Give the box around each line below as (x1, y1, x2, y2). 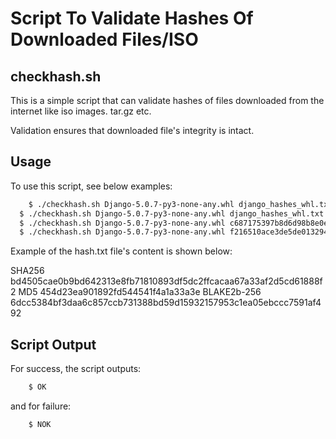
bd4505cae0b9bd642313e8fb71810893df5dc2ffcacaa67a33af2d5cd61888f (10, 275, 323, 287)
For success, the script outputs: (10, 363, 142, 375)
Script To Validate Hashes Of (10, 7, 254, 30)
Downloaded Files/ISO (10, 28, 199, 51)
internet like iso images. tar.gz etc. (10, 105, 152, 117)
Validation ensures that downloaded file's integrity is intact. (10, 125, 255, 136)
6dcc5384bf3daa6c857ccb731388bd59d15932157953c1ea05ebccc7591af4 (10, 297, 322, 309)
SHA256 (10, 265, 45, 277)
